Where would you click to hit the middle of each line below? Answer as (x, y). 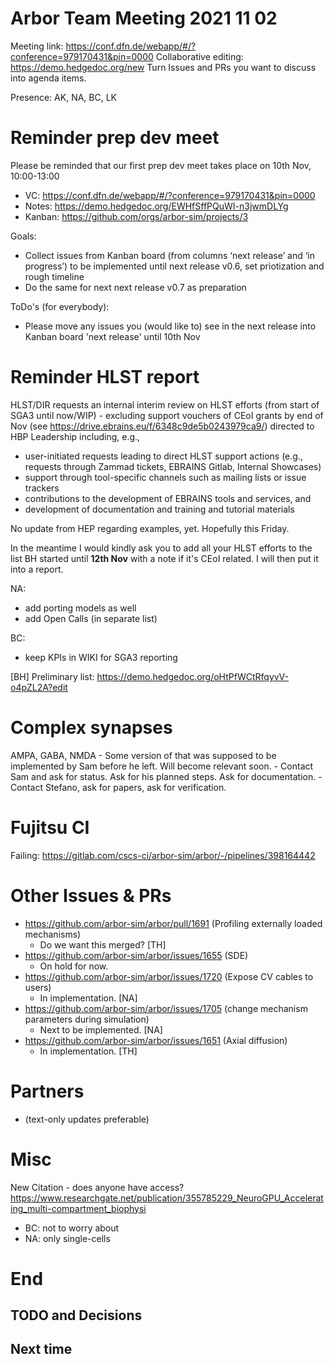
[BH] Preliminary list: (52, 676)
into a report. (37, 569)
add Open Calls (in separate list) (91, 618)
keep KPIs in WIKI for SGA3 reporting (101, 657)
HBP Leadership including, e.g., (75, 436)
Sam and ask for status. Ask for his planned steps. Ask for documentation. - (166, 776)
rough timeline (54, 276)
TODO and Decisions (76, 1315)
